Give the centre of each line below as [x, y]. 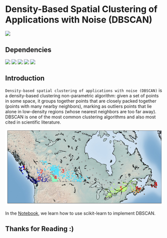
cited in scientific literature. [33, 122]
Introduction [25, 78]
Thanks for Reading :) [39, 229]
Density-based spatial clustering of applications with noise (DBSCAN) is [84, 90]
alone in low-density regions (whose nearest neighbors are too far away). [81, 111]
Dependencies [28, 50]
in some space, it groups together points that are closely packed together [81, 101]
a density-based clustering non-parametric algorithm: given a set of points [82, 95]
